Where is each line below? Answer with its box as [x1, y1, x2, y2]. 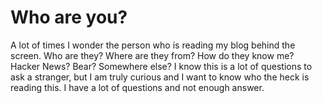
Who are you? [10, 6, 128, 29]
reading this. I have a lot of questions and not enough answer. [10, 81, 265, 93]
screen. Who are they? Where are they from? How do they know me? [10, 49, 295, 61]
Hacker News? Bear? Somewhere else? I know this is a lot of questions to [10, 60, 313, 72]
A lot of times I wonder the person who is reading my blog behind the [10, 39, 296, 51]
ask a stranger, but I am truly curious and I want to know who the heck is [10, 71, 310, 83]
